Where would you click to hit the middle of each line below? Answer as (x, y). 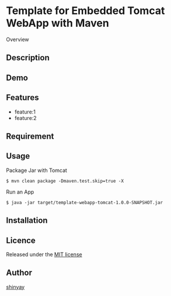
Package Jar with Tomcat (36, 170)
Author (19, 273)
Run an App (20, 192)
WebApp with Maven (57, 23)
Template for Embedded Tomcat (85, 11)
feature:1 (25, 112)
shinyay (15, 287)
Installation (27, 221)
